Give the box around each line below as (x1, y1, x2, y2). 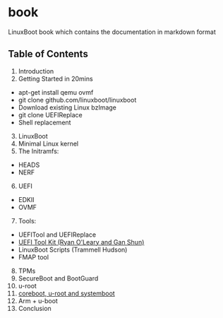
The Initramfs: (18, 146, 59, 155)
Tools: (18, 216, 37, 225)
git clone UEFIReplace (18, 110, 83, 119)
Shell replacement (18, 118, 71, 126)
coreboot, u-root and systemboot (18, 289, 115, 298)
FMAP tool (18, 252, 49, 261)
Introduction (18, 66, 54, 75)
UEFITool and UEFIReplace (18, 230, 97, 239)
